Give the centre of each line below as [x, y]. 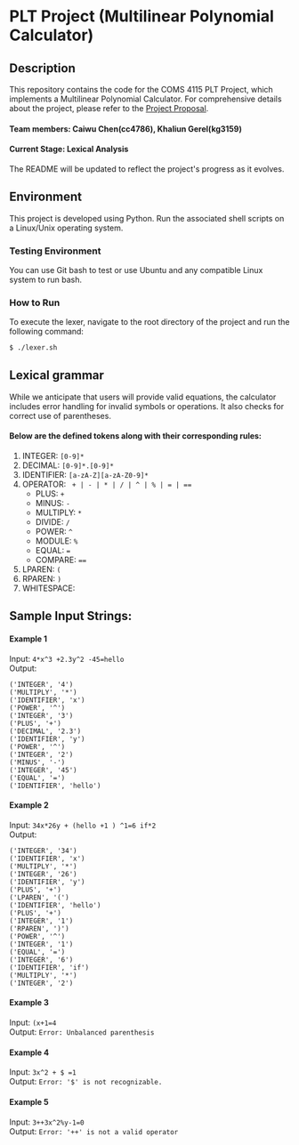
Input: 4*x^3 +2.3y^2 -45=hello [67, 658]
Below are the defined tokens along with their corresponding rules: [136, 436]
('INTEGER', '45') [43, 770]
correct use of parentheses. [60, 415]
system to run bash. [46, 279]
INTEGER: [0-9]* [53, 456]
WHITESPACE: [48, 588]
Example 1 [28, 639]
